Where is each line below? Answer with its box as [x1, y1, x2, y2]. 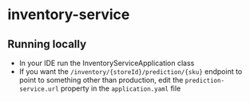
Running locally [7, 37, 87, 51]
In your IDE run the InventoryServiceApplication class [18, 58, 195, 68]
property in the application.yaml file [60, 84, 181, 93]
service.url [18, 85, 59, 93]
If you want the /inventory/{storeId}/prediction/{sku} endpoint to [18, 67, 243, 76]
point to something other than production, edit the [18, 76, 184, 84]
